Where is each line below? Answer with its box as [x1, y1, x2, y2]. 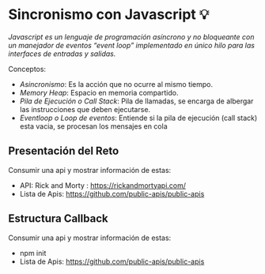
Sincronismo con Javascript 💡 [8, 6, 210, 24]
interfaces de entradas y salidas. [8, 49, 116, 58]
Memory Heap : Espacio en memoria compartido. [19, 88, 179, 97]
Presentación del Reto [8, 145, 119, 158]
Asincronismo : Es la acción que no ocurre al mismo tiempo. [19, 79, 214, 88]
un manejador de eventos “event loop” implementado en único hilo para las [8, 40, 256, 50]
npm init [19, 248, 47, 257]
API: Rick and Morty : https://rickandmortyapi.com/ [19, 180, 187, 190]
